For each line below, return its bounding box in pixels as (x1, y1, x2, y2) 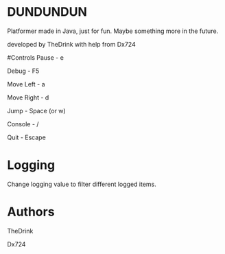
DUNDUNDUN (7, 4, 88, 20)
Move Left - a (7, 80, 45, 88)
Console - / (7, 119, 39, 128)
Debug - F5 (7, 67, 40, 75)
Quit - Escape (7, 133, 46, 141)
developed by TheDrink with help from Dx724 (7, 40, 136, 48)
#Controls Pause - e (7, 53, 64, 62)
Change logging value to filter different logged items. (7, 180, 156, 188)
